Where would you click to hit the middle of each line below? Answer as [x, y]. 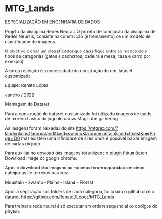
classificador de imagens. [31, 41]
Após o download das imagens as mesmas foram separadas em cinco [75, 168]
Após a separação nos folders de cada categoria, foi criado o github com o [80, 191]
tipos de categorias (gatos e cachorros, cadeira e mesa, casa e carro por [78, 56]
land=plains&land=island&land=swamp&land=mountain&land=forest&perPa [80, 133]
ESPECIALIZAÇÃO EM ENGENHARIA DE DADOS [52, 22]
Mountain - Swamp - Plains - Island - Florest [49, 182]
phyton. [13, 211]
